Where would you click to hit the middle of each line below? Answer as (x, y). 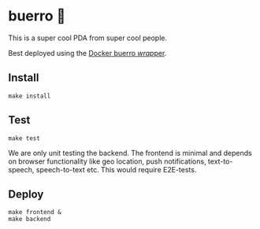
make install (30, 96)
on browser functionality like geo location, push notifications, (107, 161)
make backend (30, 220)
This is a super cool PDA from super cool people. (88, 38)
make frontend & (35, 212)
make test (24, 138)
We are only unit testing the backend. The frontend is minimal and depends (130, 153)
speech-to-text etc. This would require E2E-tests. (116, 169)
